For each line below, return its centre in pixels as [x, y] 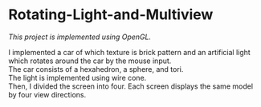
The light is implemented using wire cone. [77, 77]
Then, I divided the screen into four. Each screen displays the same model [131, 86]
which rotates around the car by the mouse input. [90, 61]
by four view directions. [47, 94]
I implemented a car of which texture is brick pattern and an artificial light [129, 52]
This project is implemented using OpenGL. [80, 37]
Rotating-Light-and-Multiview [111, 15]
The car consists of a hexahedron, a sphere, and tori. [96, 69]
